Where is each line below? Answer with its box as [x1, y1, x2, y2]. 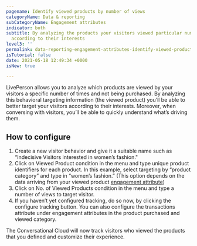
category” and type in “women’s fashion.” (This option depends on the [14, 172, 185, 179]
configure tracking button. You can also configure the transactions [14, 203, 175, 210]
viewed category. [14, 216, 57, 223]
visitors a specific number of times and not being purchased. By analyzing [6, 90, 186, 97]
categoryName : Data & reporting [6, 14, 85, 20]
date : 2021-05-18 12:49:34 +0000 [6, 57, 88, 63]
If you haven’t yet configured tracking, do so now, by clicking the [14, 197, 171, 205]
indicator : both [6, 25, 46, 31]
